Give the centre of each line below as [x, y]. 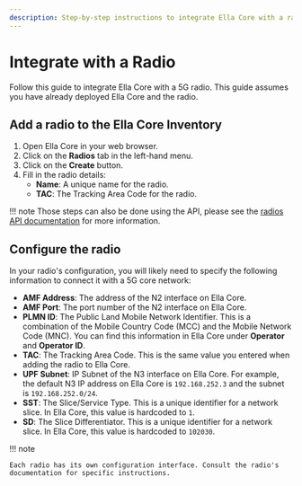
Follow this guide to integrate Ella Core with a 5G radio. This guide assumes [149, 87]
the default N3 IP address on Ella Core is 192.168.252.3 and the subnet [153, 384]
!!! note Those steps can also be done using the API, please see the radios [147, 211]
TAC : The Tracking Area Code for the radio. [116, 194]
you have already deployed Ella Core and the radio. [104, 96]
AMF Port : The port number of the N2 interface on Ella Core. [134, 307]
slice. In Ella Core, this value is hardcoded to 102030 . [119, 431]
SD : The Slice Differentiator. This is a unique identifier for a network [147, 422]
